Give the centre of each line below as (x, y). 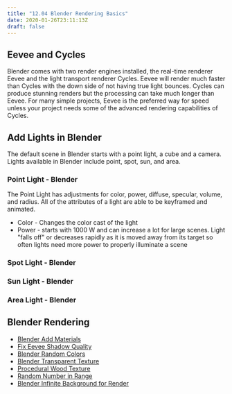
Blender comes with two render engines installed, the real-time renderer (110, 71)
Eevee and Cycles (46, 54)
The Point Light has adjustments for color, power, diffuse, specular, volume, (115, 194)
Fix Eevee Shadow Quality (54, 346)
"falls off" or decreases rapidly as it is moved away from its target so (115, 237)
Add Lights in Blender (55, 137)
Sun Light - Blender (41, 282)
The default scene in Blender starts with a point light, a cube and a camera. (114, 154)
